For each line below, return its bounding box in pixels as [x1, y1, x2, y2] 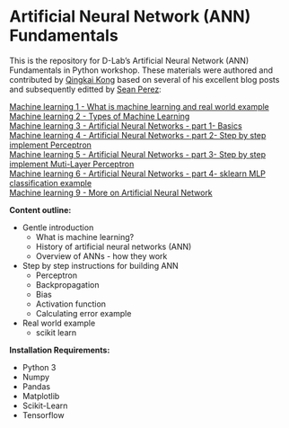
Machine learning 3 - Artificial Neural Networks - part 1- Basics [9, 120, 242, 131]
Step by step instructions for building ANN [22, 260, 180, 271]
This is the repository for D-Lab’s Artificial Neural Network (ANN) [9, 55, 250, 66]
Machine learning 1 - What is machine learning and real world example [9, 101, 269, 111]
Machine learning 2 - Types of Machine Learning [9, 111, 190, 121]
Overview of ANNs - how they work [35, 250, 168, 262]
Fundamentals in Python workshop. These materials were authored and [9, 65, 274, 76]
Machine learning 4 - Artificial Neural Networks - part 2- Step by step [9, 129, 267, 140]
